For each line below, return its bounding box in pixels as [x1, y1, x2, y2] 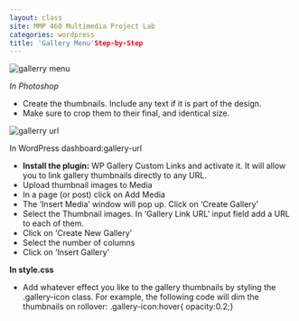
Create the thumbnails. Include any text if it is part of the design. [22, 99, 262, 109]
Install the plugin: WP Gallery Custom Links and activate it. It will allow [22, 160, 286, 172]
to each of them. [22, 218, 84, 229]
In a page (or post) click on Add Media [22, 189, 165, 200]
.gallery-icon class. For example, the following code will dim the [22, 291, 259, 303]
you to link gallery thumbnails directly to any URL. [22, 170, 208, 181]
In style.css [9, 264, 54, 276]
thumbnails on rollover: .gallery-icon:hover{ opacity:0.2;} [22, 301, 234, 312]
